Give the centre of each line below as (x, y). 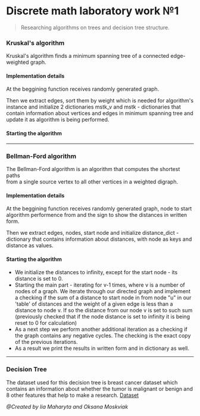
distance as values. (30, 246)
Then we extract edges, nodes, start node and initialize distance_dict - (93, 233)
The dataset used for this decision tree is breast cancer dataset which (92, 382)
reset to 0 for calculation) (46, 323)
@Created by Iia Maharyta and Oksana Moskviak (67, 406)
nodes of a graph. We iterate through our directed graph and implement (102, 291)
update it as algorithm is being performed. (58, 120)
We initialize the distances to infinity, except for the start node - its (96, 272)
